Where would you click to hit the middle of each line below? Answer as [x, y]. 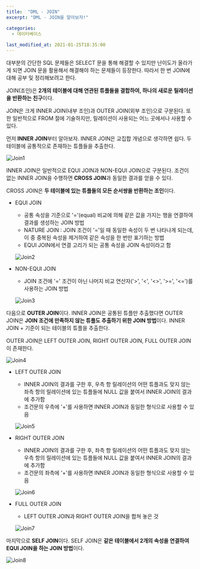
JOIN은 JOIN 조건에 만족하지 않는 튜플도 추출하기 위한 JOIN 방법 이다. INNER [96, 321]
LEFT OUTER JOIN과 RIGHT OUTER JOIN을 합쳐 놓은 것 [91, 516]
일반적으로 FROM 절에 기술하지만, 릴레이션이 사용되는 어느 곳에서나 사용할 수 [102, 118]
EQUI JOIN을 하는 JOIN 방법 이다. [46, 548]
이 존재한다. [20, 348]
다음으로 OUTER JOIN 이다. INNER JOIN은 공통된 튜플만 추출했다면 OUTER [95, 313]
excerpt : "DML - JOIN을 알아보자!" [47, 17]
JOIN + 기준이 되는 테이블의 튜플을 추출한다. [58, 328]
